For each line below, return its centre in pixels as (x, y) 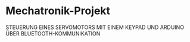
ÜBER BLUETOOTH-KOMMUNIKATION (53, 33)
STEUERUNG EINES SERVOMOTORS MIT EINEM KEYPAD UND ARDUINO (95, 27)
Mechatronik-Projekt (58, 11)
